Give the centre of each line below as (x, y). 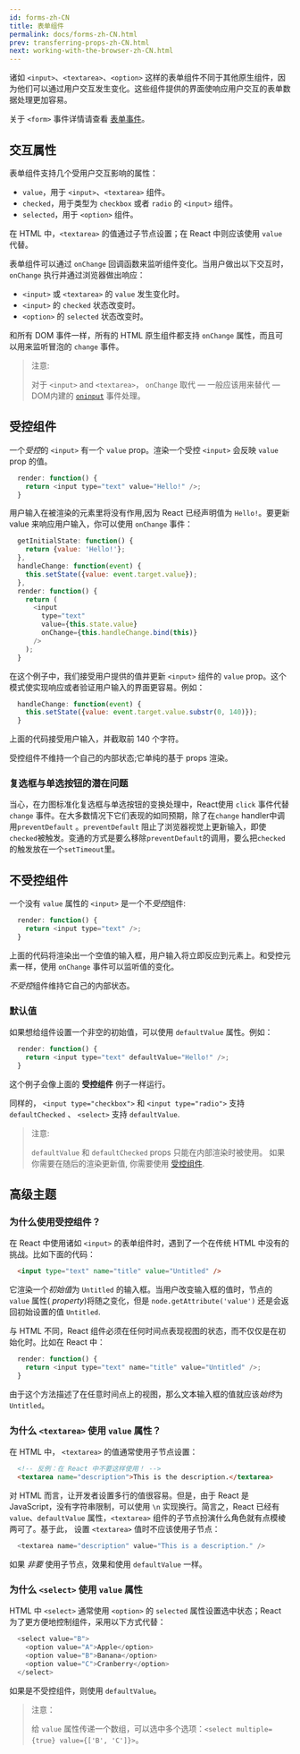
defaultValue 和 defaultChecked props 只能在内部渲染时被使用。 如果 (158, 1152)
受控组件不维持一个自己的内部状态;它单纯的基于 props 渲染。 (121, 758)
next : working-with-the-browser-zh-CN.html (92, 51)
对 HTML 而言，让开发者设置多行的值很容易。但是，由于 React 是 (129, 1495)
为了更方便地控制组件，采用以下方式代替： (87, 1622)
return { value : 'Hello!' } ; (75, 550)
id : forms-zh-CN (39, 17)
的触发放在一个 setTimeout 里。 (65, 849)
